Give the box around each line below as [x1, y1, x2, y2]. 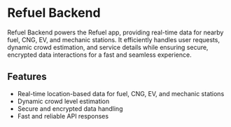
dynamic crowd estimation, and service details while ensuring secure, [7, 43, 209, 51]
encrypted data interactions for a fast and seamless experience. [7, 51, 192, 59]
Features [7, 71, 47, 83]
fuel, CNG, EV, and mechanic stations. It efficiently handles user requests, [7, 35, 220, 44]
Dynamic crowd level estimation [17, 97, 110, 105]
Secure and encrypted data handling [17, 104, 123, 113]
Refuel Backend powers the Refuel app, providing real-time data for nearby [7, 28, 224, 36]
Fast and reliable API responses [17, 112, 109, 120]
